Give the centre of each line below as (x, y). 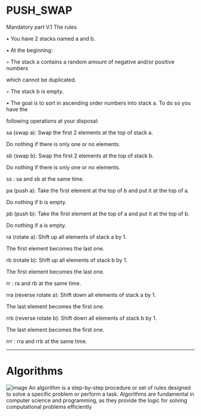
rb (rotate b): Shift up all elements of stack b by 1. (67, 260)
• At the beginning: (30, 50)
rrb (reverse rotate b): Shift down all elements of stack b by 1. (82, 318)
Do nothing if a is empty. (36, 225)
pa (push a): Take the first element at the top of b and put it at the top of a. (98, 190)
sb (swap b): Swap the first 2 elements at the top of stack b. (80, 156)
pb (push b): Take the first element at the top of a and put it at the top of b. (98, 214)
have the (17, 109)
